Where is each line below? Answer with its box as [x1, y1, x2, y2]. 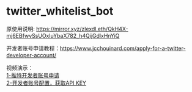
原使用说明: [6, 25, 35, 32]
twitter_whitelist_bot [6, 4, 114, 18]
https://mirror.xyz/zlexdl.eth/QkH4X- [35, 25, 128, 32]
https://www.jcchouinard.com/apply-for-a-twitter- [60, 44, 186, 52]
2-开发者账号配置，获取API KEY [6, 79, 87, 87]
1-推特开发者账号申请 [6, 71, 60, 79]
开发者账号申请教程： [6, 44, 60, 52]
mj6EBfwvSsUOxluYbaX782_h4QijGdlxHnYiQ [6, 32, 120, 39]
